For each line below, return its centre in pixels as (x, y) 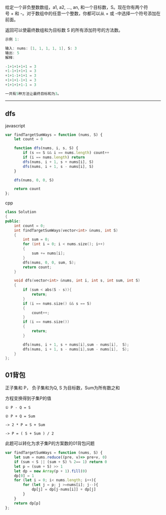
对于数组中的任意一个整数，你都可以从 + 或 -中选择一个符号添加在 (94, 13)
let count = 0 (28, 139)
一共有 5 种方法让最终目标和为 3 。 (33, 94)
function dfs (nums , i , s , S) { (46, 148)
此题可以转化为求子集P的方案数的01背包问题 (50, 443)
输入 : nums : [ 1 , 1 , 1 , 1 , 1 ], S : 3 (41, 48)
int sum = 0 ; (36, 239)
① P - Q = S (18, 408)
